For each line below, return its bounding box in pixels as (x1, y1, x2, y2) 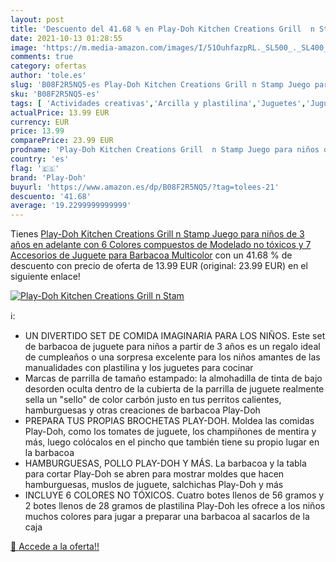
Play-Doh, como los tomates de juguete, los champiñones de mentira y (24, 426, 317, 438)
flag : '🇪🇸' (10, 163, 60, 173)
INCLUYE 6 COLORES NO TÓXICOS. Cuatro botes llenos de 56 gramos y (24, 489, 325, 501)
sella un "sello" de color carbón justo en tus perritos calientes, (24, 394, 282, 406)
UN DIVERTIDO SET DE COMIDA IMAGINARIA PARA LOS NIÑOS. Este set (24, 330, 326, 342)
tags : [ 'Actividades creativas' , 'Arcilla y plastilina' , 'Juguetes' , (10, 98, 307, 108)
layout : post (10, 14, 65, 25)
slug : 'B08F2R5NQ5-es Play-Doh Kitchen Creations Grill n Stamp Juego (10, 80, 311, 90)
